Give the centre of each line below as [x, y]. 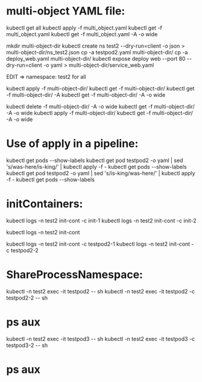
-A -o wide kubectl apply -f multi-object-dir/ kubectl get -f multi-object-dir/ [99, 113]
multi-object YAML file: [66, 11]
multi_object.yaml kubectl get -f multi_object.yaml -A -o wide [82, 34]
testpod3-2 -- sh [27, 345]
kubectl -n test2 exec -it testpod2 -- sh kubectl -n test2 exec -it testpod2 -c [100, 291]
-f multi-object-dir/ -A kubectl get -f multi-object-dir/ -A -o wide [86, 95]
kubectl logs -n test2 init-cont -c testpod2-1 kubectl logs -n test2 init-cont [98, 244]
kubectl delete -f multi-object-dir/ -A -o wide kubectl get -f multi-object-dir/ [100, 106]
